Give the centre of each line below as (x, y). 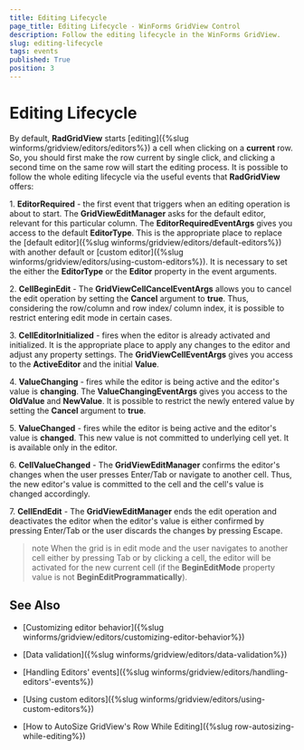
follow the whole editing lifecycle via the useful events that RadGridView (145, 177)
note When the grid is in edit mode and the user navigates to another (160, 548)
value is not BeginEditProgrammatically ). (109, 577)
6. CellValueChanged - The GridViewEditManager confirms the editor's (145, 465)
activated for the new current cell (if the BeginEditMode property (153, 567)
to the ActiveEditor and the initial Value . (85, 364)
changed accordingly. (50, 494)
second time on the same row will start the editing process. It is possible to (149, 167)
